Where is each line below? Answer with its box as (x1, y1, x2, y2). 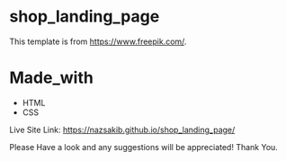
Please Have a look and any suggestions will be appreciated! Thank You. (9, 141, 279, 152)
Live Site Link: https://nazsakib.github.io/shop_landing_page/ (9, 124, 236, 135)
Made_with (9, 67, 94, 88)
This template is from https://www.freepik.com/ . (9, 36, 187, 47)
